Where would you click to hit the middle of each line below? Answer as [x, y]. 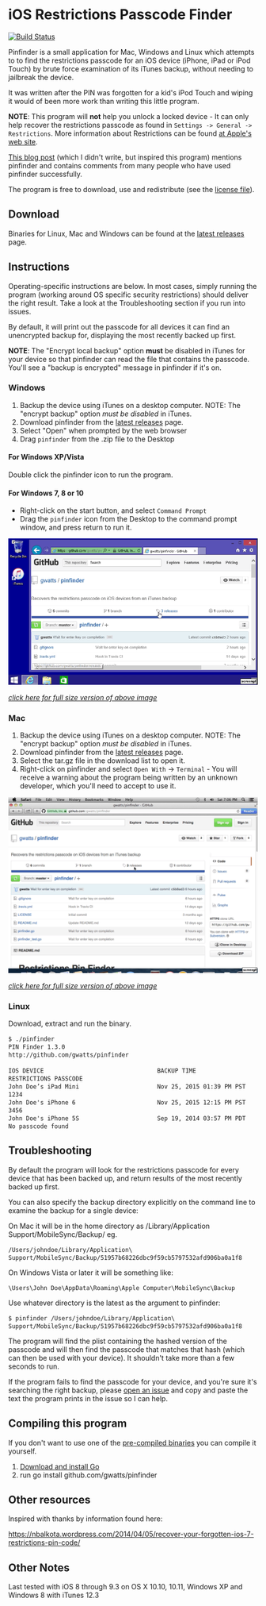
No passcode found [38, 1126]
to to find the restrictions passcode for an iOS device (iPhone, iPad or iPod [129, 60]
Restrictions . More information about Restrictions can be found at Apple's [130, 133]
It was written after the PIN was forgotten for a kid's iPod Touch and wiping [131, 92]
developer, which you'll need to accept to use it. [98, 786]
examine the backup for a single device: [73, 1210]
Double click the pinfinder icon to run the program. [91, 475]
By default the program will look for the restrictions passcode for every [124, 1169]
